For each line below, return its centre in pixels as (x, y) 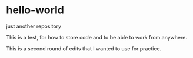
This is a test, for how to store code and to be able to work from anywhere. (96, 37)
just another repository (34, 26)
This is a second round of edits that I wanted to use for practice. (84, 48)
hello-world (35, 10)
